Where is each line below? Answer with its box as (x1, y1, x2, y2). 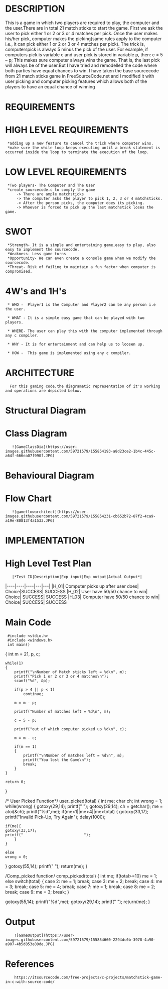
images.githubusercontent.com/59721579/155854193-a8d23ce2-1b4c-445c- (5, 449, 156, 454)
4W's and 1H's (5, 286, 67, 297)
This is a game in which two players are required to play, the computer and (5, 20, 159, 26)
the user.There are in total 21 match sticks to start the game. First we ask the (5, 25, 163, 31)
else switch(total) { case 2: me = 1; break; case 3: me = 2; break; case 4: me (5, 878, 162, 885)
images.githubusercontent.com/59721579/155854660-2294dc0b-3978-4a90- (5, 937, 156, 942)
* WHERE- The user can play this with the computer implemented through (7, 328, 163, 334)
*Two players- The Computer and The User (7, 183, 95, 188)
